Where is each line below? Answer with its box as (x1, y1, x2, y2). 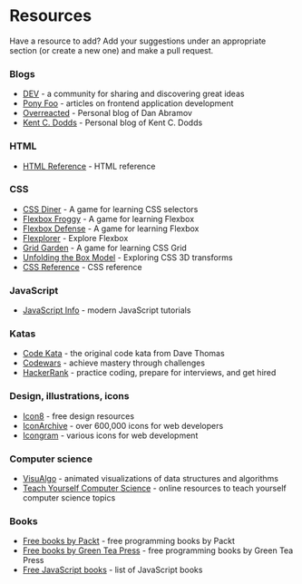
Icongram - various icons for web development (22, 430, 199, 441)
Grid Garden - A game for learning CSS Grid (22, 242, 188, 253)
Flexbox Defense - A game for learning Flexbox (22, 223, 200, 234)
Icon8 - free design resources (22, 410, 134, 422)
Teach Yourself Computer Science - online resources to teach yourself (22, 482, 287, 494)
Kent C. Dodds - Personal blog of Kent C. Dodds (22, 117, 203, 128)
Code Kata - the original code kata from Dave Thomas (22, 348, 225, 359)
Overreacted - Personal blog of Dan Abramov (22, 108, 193, 119)
